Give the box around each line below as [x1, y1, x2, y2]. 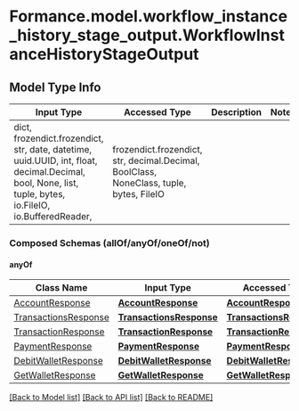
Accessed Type [123, 106, 191, 118]
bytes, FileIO [112, 188, 165, 200]
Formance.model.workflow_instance [9, 6, 287, 27]
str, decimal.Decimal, [112, 154, 200, 167]
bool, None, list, [13, 177, 79, 189]
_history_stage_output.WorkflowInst [9, 25, 285, 45]
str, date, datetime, [13, 144, 93, 155]
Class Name [35, 282, 88, 294]
